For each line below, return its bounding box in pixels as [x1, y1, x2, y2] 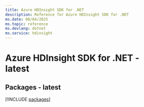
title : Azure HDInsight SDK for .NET [5, 7, 84, 13]
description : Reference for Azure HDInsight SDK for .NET [5, 12, 129, 17]
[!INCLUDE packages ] [5, 96, 51, 102]
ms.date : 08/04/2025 [5, 17, 49, 22]
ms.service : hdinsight [5, 31, 53, 36]
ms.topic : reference [5, 21, 49, 27]
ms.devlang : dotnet [5, 26, 46, 31]
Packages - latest [5, 83, 61, 91]
